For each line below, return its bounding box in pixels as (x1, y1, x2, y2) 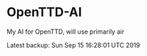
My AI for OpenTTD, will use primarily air (6, 27, 124, 36)
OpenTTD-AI (6, 4, 82, 20)
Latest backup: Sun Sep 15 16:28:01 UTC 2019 (6, 41, 141, 49)
